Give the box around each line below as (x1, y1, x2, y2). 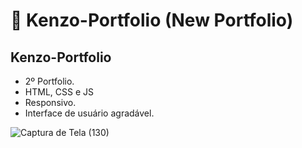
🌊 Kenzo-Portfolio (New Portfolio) (10, 9, 294, 32)
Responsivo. (24, 97, 77, 108)
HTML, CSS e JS (24, 86, 94, 98)
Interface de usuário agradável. (24, 107, 155, 119)
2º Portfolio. (24, 75, 75, 87)
